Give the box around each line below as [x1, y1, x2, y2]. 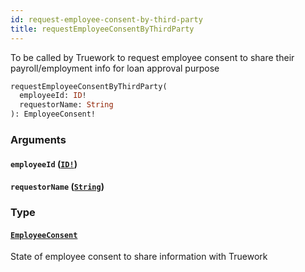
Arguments [10, 132, 67, 146]
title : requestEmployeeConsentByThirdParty [10, 24, 195, 34]
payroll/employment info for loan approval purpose [10, 62, 220, 74]
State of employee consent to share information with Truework [10, 251, 268, 263]
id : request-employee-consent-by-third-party [10, 14, 203, 25]
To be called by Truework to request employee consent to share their [10, 51, 295, 63]
